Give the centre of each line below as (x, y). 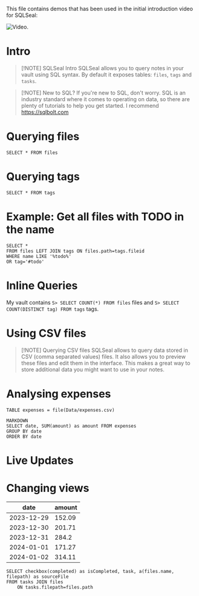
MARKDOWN (17, 420)
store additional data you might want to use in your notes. (93, 369)
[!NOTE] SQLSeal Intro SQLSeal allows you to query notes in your (102, 68)
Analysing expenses (59, 394)
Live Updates (40, 460)
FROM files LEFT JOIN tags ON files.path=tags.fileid (76, 251)
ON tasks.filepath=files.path (55, 587)
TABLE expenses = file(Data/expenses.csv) (60, 410)
